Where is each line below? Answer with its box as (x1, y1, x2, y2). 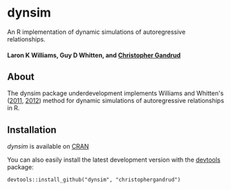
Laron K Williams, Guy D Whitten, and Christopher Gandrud (7, 50, 181, 59)
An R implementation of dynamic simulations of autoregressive (7, 28, 186, 36)
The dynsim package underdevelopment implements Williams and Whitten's (7, 89, 224, 97)
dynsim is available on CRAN (7, 142, 89, 151)
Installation (7, 124, 57, 135)
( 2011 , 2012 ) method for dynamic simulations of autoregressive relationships (7, 97, 225, 105)
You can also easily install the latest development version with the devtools (7, 155, 221, 164)
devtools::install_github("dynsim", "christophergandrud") (7, 176, 181, 184)
